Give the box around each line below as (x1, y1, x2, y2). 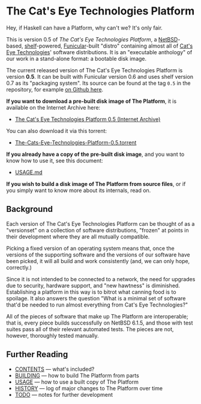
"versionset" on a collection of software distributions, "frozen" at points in (6, 226, 189, 234)
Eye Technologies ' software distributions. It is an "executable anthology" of (6, 48, 193, 55)
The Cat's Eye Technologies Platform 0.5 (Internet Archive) (14, 116, 161, 123)
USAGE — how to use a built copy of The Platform (14, 378, 139, 385)
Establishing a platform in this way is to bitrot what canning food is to (6, 288, 176, 296)
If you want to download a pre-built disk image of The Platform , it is (6, 98, 177, 105)
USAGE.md (14, 169, 43, 176)
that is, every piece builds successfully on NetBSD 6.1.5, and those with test (6, 319, 193, 326)
